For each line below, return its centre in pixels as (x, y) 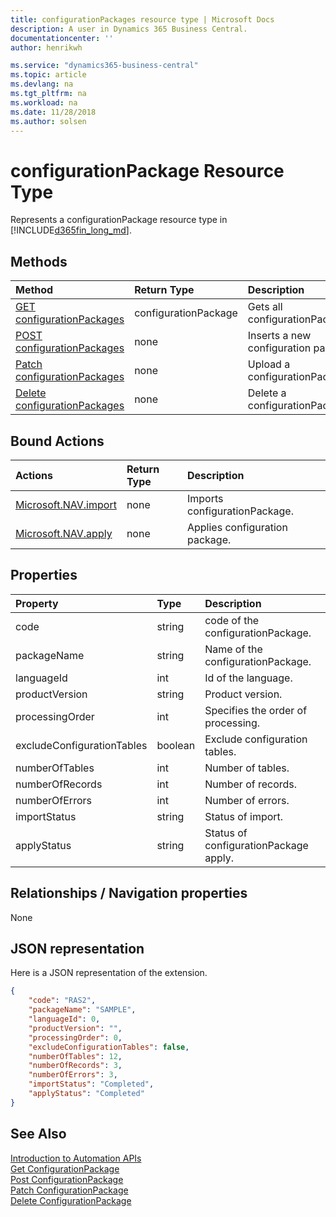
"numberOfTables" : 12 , (75, 1056)
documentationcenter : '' (62, 38)
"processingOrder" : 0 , (75, 1037)
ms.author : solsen (48, 121)
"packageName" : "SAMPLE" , (82, 1010)
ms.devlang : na (42, 84)
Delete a (267, 393)
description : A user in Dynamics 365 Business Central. (129, 29)
